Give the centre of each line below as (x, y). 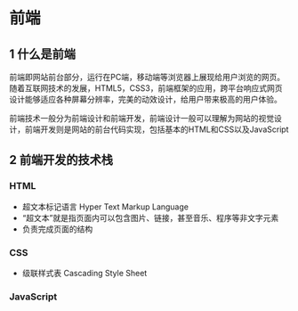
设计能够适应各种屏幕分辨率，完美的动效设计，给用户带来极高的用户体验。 (145, 99)
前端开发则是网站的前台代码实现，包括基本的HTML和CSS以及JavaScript (157, 129)
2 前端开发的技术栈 (61, 160)
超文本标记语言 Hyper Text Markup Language (105, 207)
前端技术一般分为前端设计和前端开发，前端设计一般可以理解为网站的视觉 (141, 118)
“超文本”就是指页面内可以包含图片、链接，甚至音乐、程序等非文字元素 (150, 217)
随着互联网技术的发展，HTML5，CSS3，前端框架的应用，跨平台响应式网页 (146, 88)
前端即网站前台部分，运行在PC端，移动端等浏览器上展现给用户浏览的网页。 (147, 77)
